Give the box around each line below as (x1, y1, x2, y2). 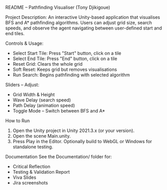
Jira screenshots (12, 180, 49, 185)
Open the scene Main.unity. (12, 133, 71, 139)
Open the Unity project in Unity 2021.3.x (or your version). (12, 127, 135, 133)
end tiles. (5, 31, 25, 36)
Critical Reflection (12, 164, 51, 170)
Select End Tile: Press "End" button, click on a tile (12, 56, 117, 62)
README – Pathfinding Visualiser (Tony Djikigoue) (5, 5, 111, 10)
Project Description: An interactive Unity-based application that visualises (5, 14, 160, 20)
